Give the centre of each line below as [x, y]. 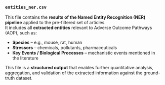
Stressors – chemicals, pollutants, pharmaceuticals [64, 48]
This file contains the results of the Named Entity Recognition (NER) [75, 17]
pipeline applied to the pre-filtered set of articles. [56, 23]
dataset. [24, 78]
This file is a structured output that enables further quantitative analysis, [79, 68]
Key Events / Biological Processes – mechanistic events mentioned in [84, 53]
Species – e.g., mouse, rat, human [47, 42]
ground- [152, 73]
